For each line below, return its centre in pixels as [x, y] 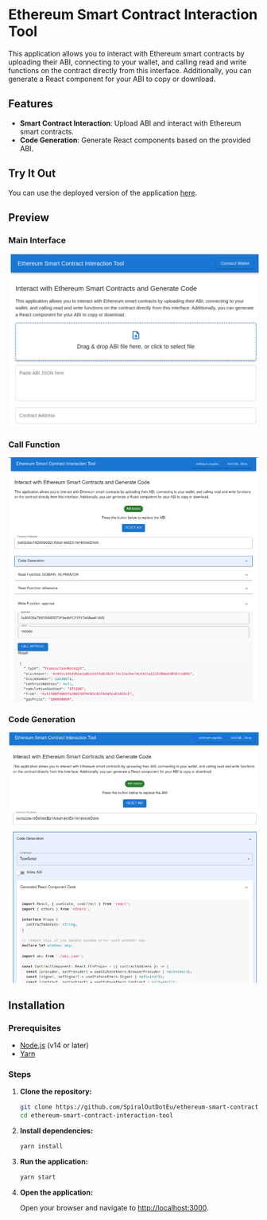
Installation [37, 1005]
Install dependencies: [56, 1131]
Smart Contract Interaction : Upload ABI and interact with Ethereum [130, 123]
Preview [29, 218]
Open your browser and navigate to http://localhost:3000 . [114, 1207]
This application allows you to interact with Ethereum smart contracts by [126, 53]
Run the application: [54, 1162]
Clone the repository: [56, 1092]
